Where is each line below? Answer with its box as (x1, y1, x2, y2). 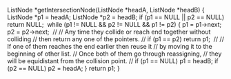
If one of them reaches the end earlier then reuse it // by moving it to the (7, 43, 212, 50)
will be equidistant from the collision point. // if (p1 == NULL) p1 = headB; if (7, 57, 219, 65)
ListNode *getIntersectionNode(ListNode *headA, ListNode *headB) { (7, 6, 205, 14)
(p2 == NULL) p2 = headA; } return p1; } (7, 65, 121, 72)
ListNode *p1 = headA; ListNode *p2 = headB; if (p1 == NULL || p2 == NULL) (7, 13, 225, 21)
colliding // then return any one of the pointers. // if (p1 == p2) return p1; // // (7, 35, 224, 43)
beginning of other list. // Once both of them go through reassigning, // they (7, 49, 222, 58)
